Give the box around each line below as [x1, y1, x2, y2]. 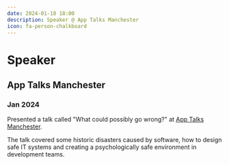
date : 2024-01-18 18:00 [7, 10, 75, 17]
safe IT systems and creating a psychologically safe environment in [7, 143, 197, 151]
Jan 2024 [7, 100, 40, 109]
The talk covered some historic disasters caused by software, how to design [7, 136, 222, 144]
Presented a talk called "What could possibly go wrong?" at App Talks [7, 115, 204, 124]
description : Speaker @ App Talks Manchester [7, 16, 139, 23]
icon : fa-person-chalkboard [7, 23, 87, 29]
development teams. [7, 150, 65, 159]
